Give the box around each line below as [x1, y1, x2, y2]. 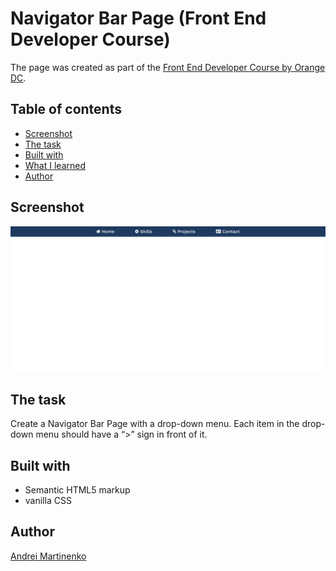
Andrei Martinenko [10, 550, 87, 562]
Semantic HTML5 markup [24, 483, 131, 496]
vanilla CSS [24, 494, 72, 506]
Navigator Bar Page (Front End [10, 7, 267, 30]
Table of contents [10, 101, 122, 118]
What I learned [24, 159, 86, 171]
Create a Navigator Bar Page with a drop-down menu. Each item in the [10, 418, 300, 430]
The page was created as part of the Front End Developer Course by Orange [10, 61, 326, 73]
